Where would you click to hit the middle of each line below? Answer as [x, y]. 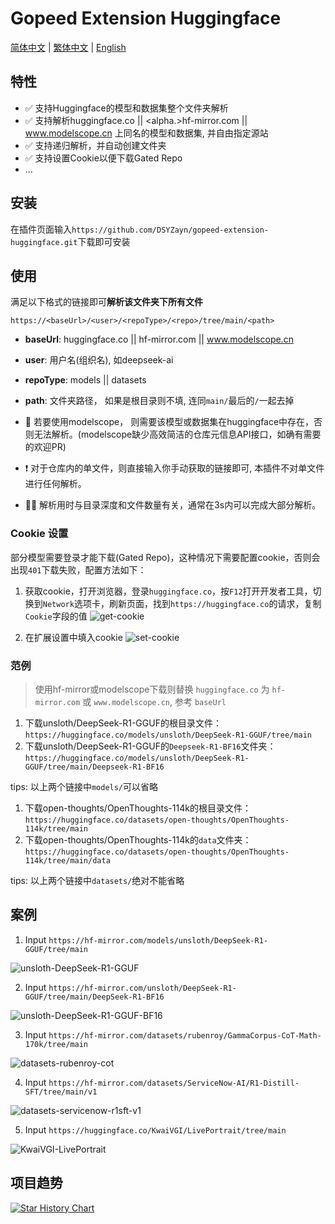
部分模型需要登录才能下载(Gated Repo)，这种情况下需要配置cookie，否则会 [165, 557]
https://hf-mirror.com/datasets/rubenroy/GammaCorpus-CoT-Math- [185, 1035]
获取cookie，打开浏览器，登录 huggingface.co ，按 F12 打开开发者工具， [168, 591]
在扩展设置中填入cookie [73, 637]
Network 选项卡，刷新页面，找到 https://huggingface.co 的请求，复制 [182, 603]
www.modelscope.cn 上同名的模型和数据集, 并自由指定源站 [146, 133]
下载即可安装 [104, 241]
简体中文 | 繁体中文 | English [68, 47]
